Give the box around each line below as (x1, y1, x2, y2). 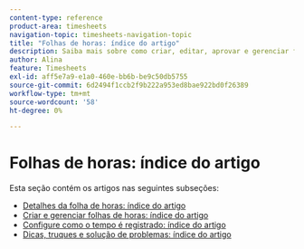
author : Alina (9, 55, 63, 64)
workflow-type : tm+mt (9, 89, 91, 98)
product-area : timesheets (9, 22, 107, 31)
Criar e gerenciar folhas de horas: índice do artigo (22, 210, 209, 221)
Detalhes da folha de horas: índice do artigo (22, 200, 186, 211)
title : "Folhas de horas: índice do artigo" (9, 38, 180, 48)
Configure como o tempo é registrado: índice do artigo (22, 219, 226, 231)
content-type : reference (9, 13, 103, 23)
